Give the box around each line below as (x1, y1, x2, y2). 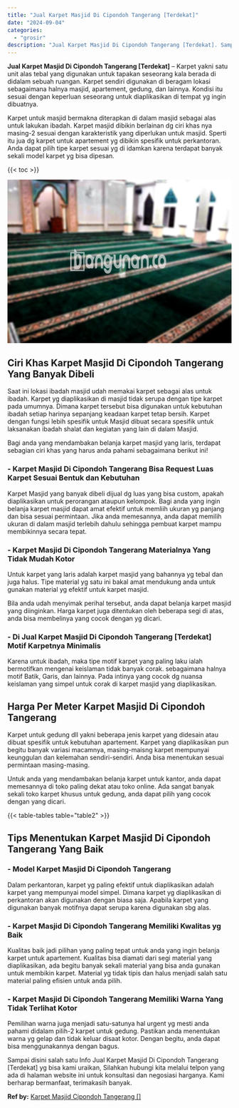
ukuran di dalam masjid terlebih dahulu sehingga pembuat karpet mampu (7, 519, 222, 528)
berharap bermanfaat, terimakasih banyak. (7, 1079, 132, 1087)
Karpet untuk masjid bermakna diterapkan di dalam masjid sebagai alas (7, 114, 216, 123)
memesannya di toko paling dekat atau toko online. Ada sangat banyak (7, 782, 215, 791)
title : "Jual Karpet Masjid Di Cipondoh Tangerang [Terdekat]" (7, 11, 199, 19)
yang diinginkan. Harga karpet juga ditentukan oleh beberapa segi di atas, (7, 607, 224, 615)
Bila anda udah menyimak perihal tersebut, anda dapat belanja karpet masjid (7, 599, 232, 607)
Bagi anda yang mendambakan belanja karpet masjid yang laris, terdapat (7, 438, 221, 447)
